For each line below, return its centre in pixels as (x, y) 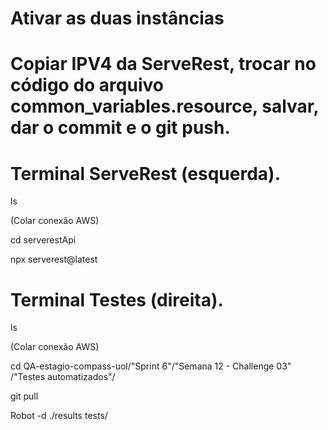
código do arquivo (87, 85)
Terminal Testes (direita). (117, 299)
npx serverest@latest (54, 259)
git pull (24, 396)
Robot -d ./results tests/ (59, 416)
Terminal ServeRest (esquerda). (146, 173)
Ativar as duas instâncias (117, 18)
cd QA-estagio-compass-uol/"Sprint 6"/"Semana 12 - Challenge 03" (151, 366)
